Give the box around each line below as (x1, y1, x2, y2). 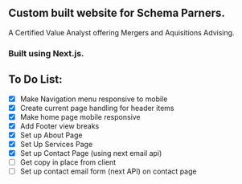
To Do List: (8, 72, 63, 87)
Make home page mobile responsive (19, 112, 141, 121)
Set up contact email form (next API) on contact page (19, 166, 197, 176)
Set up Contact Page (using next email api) (19, 148, 162, 157)
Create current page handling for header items (19, 103, 174, 112)
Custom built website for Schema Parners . (8, 6, 225, 20)
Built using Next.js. (8, 47, 84, 59)
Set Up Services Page (19, 139, 93, 149)
